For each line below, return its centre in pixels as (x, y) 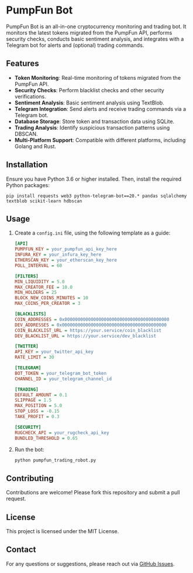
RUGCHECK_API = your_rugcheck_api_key (62, 433)
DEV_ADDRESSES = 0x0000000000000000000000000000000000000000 (91, 325)
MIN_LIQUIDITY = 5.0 (39, 282)
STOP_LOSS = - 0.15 (37, 411)
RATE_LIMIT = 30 (34, 357)
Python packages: (28, 185)
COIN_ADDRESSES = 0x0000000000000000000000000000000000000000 (92, 319)
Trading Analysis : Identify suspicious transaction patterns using (92, 127)
